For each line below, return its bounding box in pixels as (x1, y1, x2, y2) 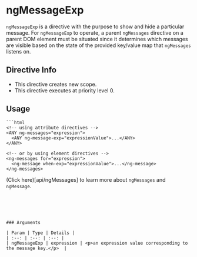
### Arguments (6, 219, 41, 225)
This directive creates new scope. (14, 81, 97, 88)
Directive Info (6, 65, 57, 75)
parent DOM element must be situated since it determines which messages (6, 35, 188, 42)
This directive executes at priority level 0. (14, 86, 115, 94)
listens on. (6, 48, 31, 55)
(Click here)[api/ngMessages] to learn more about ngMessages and (6, 176, 166, 183)
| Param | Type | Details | (6, 230, 75, 236)
